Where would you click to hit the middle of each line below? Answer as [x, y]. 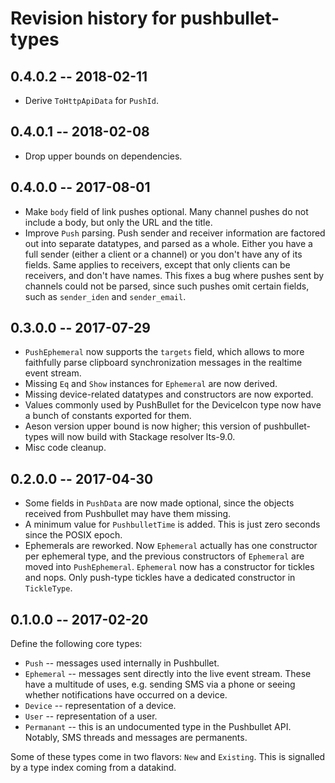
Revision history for [93, 18]
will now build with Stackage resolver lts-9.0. [143, 437]
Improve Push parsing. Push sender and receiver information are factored [175, 233]
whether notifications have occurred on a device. [126, 695]
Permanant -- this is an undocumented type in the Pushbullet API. [158, 727]
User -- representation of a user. [91, 716]
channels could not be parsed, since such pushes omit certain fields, [167, 286]
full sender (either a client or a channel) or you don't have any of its [163, 254]
